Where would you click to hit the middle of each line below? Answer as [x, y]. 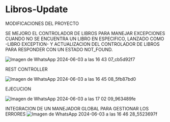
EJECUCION [18, 89]
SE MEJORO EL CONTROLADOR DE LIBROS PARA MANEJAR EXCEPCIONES [85, 33]
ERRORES [16, 114]
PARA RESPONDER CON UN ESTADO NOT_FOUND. [59, 49]
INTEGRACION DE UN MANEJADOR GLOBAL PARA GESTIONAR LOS [77, 108]
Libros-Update [37, 9]
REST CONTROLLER [26, 69]
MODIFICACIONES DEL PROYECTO [42, 23]
